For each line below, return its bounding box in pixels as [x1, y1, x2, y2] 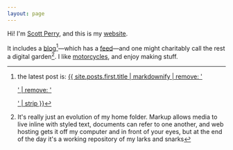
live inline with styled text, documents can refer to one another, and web [17, 119, 224, 128]
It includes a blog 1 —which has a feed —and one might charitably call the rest [7, 42, 225, 52]
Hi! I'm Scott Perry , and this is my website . [7, 29, 128, 37]
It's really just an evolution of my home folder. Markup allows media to [17, 112, 218, 121]
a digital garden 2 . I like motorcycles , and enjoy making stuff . [7, 51, 178, 60]
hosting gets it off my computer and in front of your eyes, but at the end [17, 127, 223, 135]
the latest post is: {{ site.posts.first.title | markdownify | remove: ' [17, 72, 203, 81]
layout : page [7, 10, 45, 17]
